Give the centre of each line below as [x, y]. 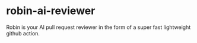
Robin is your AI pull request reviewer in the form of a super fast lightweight [99, 27]
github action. [23, 33]
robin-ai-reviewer [51, 11]
